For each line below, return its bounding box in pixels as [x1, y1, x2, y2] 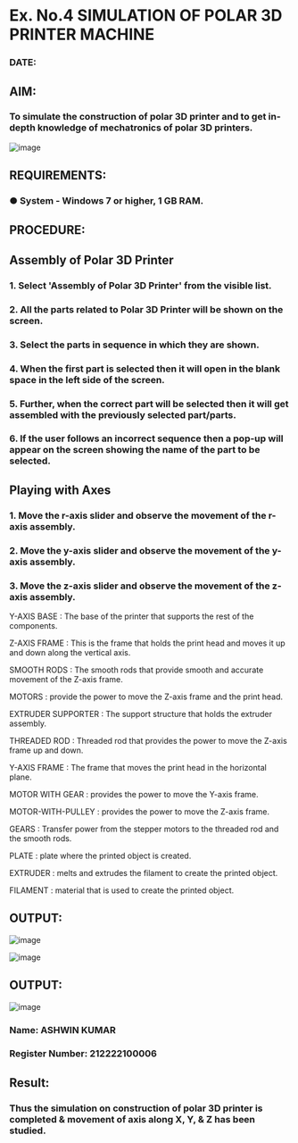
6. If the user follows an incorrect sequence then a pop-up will [9, 432, 284, 445]
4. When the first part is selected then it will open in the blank [9, 363, 281, 375]
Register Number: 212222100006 [9, 1047, 158, 1060]
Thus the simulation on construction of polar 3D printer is [9, 1102, 263, 1114]
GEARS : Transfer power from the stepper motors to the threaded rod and [9, 823, 279, 834]
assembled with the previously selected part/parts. [9, 408, 236, 421]
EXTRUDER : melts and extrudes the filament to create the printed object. [9, 867, 278, 878]
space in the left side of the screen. [9, 373, 165, 386]
